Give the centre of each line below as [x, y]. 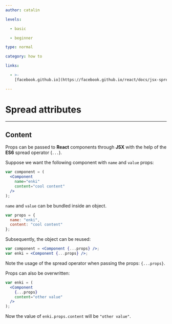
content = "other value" [39, 297]
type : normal [19, 47]
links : [12, 66]
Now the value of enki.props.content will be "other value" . [68, 316]
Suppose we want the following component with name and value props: [80, 163]
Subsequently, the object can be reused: [48, 239]
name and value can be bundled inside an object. [56, 205]
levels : [14, 19]
